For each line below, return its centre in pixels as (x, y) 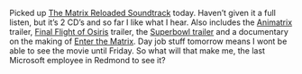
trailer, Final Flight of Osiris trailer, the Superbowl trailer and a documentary (149, 32)
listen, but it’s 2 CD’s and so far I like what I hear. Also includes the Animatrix (151, 22)
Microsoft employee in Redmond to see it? (87, 60)
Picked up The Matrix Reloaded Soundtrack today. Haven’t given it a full (143, 13)
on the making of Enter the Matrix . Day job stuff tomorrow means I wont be (148, 41)
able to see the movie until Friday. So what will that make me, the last (137, 51)
